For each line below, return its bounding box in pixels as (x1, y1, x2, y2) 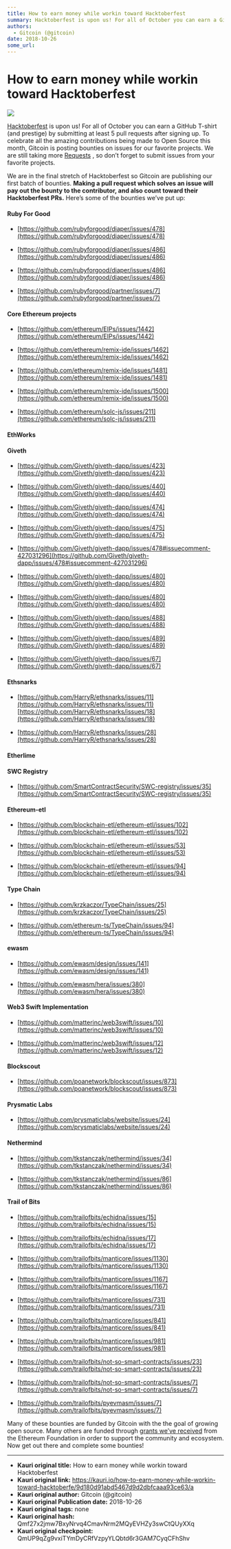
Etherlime (7, 751, 36, 759)
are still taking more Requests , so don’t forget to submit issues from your (7, 151, 215, 159)
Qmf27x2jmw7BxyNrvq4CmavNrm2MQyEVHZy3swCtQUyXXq (16, 1519, 195, 1528)
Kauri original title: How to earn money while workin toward (16, 1461, 188, 1469)
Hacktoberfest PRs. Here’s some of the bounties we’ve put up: (7, 193, 186, 202)
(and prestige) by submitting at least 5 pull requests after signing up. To (7, 129, 210, 138)
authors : (7, 23, 32, 30)
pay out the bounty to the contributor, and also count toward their (7, 186, 198, 195)
